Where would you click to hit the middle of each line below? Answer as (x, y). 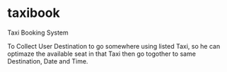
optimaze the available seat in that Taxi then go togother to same (102, 54)
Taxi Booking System (38, 32)
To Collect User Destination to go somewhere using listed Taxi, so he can (114, 46)
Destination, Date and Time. (48, 61)
